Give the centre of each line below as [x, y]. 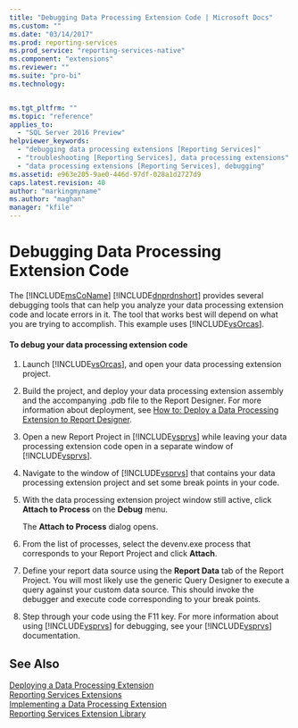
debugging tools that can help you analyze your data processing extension [146, 305]
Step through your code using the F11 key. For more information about [150, 616]
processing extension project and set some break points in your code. [150, 482]
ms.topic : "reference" [51, 116]
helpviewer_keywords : [50, 141]
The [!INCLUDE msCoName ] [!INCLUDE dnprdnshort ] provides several [137, 295]
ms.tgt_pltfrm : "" [43, 108]
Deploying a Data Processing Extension [82, 685]
